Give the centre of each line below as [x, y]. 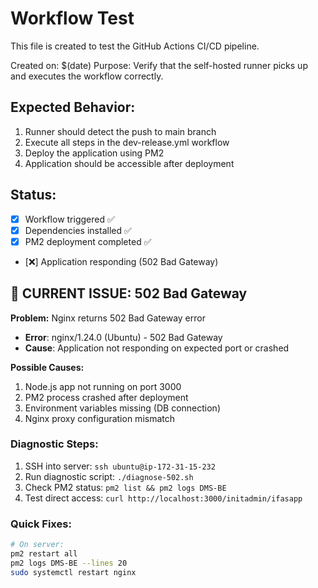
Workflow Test [72, 18]
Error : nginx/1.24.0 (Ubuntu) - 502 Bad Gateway [123, 337]
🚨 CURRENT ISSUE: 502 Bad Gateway [129, 293]
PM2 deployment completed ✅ [88, 241]
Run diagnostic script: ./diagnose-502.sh [109, 476]
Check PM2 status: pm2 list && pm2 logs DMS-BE [125, 487]
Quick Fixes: [41, 524]
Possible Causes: [47, 367]
